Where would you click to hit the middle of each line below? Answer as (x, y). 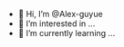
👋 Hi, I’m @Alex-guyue (60, 14)
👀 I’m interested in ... (57, 23)
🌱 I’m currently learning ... (67, 33)
